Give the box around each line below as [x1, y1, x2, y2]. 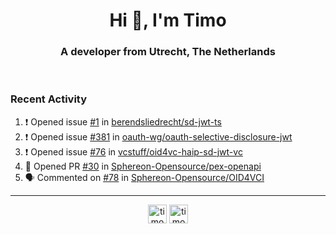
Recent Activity [10, 92, 88, 106]
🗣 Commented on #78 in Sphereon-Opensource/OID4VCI [24, 171, 265, 183]
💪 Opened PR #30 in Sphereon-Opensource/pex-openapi [24, 160, 262, 172]
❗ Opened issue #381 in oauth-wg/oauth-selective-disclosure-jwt [24, 130, 293, 143]
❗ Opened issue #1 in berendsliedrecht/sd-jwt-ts [24, 115, 222, 128]
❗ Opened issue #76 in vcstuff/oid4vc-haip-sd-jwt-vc [24, 145, 243, 158]
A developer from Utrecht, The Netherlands [60, 45, 276, 59]
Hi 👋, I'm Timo [109, 9, 227, 32]
